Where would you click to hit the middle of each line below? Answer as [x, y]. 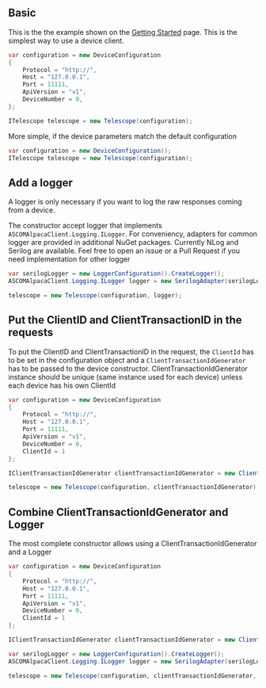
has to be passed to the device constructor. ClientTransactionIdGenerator [128, 369]
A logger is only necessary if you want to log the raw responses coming [125, 202]
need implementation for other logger [69, 259]
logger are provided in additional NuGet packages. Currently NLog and [123, 243]
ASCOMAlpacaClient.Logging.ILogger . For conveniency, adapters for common [133, 234]
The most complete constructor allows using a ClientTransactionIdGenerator [133, 544]
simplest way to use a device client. [66, 40]
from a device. [32, 210]
